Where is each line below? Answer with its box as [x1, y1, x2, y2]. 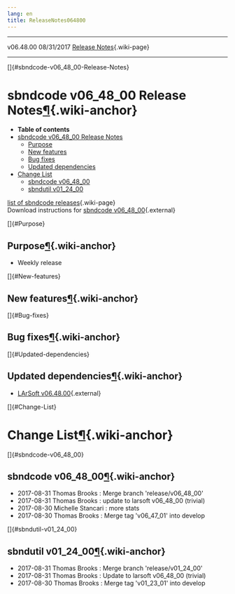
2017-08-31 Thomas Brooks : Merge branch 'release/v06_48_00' [17, 489, 204, 498]
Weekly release [17, 259, 62, 267]
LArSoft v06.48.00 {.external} [17, 389, 101, 397]
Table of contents [17, 126, 70, 134]
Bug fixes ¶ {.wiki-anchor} [7, 331, 121, 344]
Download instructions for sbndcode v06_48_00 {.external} [7, 206, 176, 215]
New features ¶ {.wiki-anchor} [7, 292, 138, 304]
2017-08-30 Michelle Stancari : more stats [17, 504, 140, 513]
